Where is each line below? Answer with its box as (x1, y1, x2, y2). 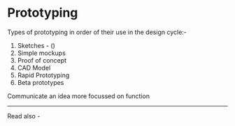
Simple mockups (17, 49, 66, 57)
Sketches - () (17, 41, 56, 49)
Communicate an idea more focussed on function (7, 92, 150, 100)
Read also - (7, 111, 41, 120)
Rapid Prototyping (17, 71, 70, 79)
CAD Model (17, 63, 51, 72)
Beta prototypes (17, 78, 64, 86)
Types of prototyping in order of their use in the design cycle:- (7, 28, 187, 36)
